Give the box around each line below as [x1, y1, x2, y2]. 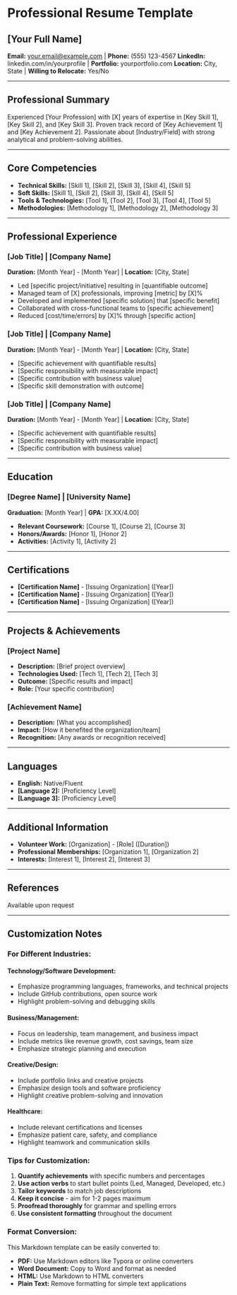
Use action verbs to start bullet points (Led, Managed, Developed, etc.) [17, 1179, 226, 1188]
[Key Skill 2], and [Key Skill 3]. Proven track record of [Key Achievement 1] [7, 120, 223, 129]
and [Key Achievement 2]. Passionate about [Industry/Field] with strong [7, 127, 215, 136]
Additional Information [7, 821, 109, 833]
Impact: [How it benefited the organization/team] [17, 726, 161, 734]
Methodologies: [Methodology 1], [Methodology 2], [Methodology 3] [17, 203, 219, 212]
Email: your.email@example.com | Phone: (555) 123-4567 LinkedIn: [7, 52, 206, 60]
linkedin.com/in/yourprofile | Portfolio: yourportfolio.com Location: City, [7, 59, 217, 68]
